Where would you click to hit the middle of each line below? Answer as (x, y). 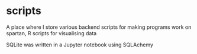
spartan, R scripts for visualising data (51, 33)
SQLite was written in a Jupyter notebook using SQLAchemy (80, 45)
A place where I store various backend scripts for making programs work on (99, 27)
